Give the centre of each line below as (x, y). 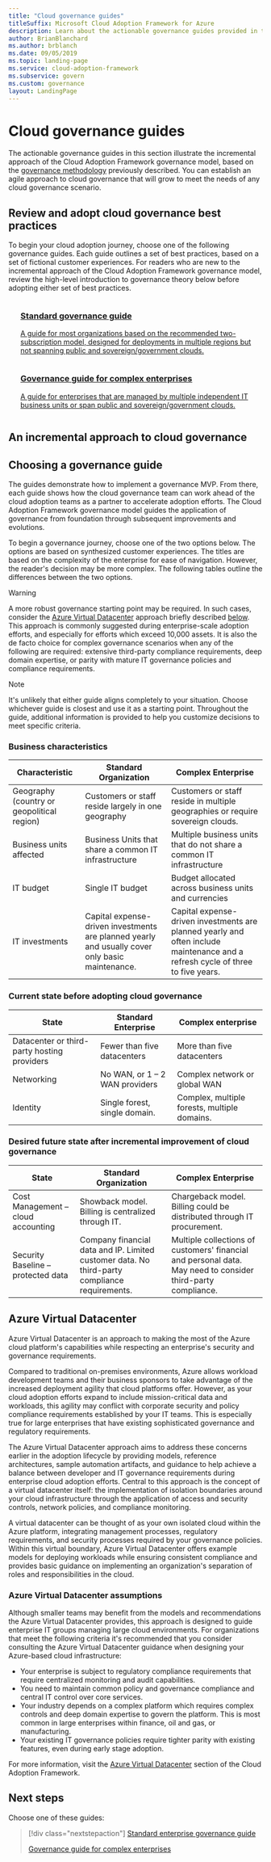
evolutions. (27, 527)
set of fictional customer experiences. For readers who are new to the (124, 263)
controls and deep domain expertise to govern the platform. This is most (140, 1714)
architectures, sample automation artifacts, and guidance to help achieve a (132, 1464)
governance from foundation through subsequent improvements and (122, 519)
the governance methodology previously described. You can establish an (130, 170)
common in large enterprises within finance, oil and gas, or (118, 1722)
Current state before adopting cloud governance (106, 996)
